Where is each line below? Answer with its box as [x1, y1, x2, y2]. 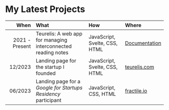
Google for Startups [36, 84, 83, 91]
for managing [36, 36, 68, 43]
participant [36, 96, 62, 103]
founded [36, 69, 56, 76]
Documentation [125, 39, 161, 46]
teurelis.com [125, 63, 154, 70]
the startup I [36, 63, 64, 70]
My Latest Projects [5, 4, 86, 15]
